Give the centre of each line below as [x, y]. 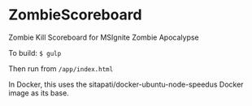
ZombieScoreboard [75, 15]
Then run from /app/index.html [61, 68]
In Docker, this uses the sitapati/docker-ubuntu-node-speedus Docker [126, 84]
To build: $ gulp [35, 53]
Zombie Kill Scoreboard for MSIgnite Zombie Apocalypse [104, 37]
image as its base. [39, 93]
